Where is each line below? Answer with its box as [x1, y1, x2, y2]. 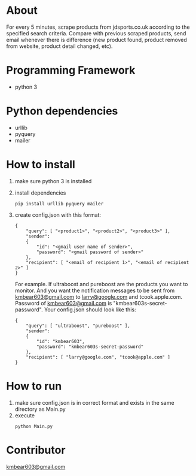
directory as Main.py [14, 405, 66, 413]
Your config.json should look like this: [44, 306, 136, 313]
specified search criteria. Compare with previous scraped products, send [6, 29, 186, 37]
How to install [6, 158, 76, 171]
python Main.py [14, 423, 53, 429]
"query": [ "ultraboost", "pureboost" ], [26, 323, 130, 329]
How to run [6, 379, 62, 393]
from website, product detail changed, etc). [6, 43, 113, 50]
